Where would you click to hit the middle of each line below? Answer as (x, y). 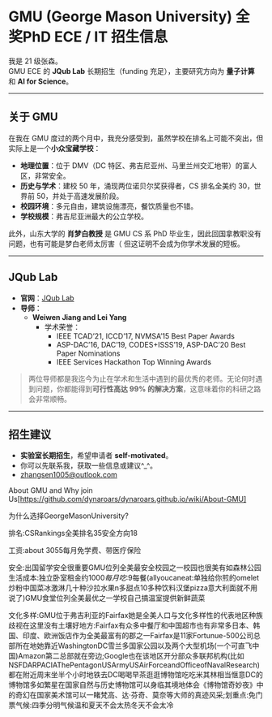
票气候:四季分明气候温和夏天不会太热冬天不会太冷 (91, 705)
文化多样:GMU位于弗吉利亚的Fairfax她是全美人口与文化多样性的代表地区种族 (136, 615)
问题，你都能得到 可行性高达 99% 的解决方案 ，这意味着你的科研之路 (148, 389)
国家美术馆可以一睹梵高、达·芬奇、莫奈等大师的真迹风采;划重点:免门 (149, 695)
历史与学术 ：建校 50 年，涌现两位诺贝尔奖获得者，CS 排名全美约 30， (137, 186)
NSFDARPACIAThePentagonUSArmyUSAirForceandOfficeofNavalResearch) (134, 665)
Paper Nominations (88, 353)
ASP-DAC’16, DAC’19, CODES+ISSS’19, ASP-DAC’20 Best (151, 344)
